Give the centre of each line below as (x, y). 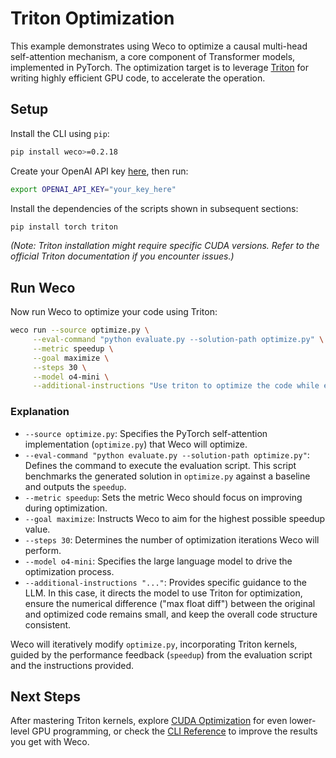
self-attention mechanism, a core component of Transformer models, (153, 56)
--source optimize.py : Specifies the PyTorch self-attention (146, 433)
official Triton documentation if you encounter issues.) (122, 256)
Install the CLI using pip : (60, 133)
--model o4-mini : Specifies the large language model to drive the (158, 561)
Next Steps (45, 696)
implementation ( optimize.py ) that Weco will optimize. (136, 444)
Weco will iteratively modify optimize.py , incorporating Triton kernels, (154, 644)
